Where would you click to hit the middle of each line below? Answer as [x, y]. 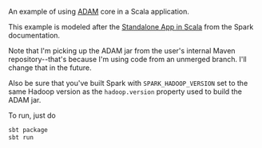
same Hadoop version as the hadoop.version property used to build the [125, 92]
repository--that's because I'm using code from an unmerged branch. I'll [127, 59]
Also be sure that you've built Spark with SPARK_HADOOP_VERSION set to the [128, 83]
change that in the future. [50, 68]
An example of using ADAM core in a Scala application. [99, 12]
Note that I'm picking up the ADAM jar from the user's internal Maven [122, 51]
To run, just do [32, 115]
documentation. [34, 35]
